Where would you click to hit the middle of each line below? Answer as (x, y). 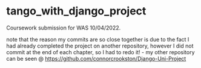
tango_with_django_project (76, 11)
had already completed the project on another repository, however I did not (100, 46)
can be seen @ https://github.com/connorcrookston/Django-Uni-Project (96, 58)
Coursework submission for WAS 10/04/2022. (64, 28)
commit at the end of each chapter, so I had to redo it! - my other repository (100, 52)
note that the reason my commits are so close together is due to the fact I (98, 39)
